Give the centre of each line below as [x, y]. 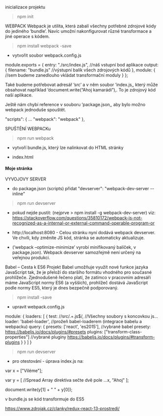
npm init [25, 16]
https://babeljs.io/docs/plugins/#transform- [111, 337]
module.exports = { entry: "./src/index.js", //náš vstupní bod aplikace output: [82, 65]
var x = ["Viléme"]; [24, 371]
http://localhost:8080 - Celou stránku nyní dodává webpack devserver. [84, 233]
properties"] [17, 337]
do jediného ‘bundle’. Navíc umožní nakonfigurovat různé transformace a [78, 31]
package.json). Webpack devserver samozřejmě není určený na [76, 252]
